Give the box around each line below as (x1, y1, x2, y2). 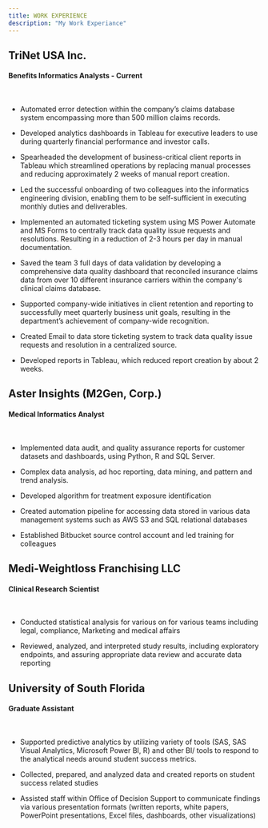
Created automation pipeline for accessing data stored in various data (19, 506, 250, 516)
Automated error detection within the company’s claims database (19, 105, 235, 114)
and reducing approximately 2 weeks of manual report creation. (19, 169, 230, 179)
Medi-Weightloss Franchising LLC (8, 562, 182, 575)
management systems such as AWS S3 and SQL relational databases (19, 515, 248, 524)
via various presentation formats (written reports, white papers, (19, 802, 230, 811)
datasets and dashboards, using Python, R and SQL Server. (19, 451, 216, 460)
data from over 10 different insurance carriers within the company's (19, 275, 242, 285)
